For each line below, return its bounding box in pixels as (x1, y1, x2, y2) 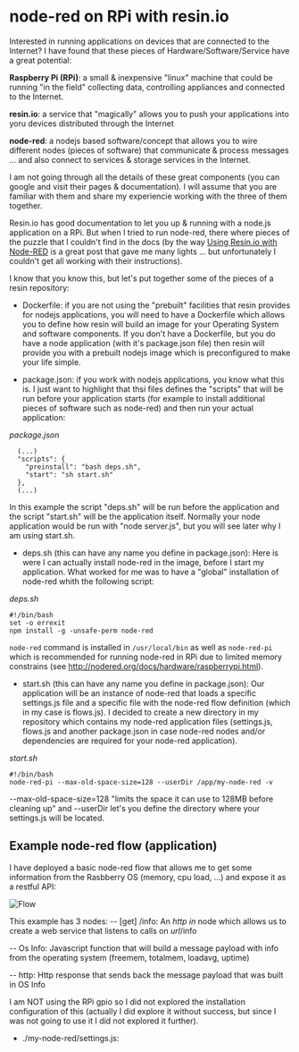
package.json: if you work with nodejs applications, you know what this (21, 374, 285, 385)
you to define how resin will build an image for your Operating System (21, 318, 279, 329)
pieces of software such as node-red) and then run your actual (21, 403, 254, 413)
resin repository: (9, 282, 70, 293)
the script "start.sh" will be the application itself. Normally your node (9, 511, 261, 522)
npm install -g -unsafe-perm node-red (9, 626, 154, 635)
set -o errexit (9, 618, 66, 627)
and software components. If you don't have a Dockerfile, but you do (21, 328, 276, 339)
